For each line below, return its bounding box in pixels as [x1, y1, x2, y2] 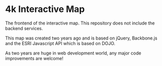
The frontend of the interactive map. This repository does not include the [5, 20, 155, 26]
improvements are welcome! [5, 55, 64, 61]
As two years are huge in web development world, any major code [5, 50, 142, 56]
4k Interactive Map [5, 3, 85, 15]
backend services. [5, 25, 43, 31]
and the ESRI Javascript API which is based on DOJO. [5, 40, 116, 46]
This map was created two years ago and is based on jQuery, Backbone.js [5, 35, 158, 41]
